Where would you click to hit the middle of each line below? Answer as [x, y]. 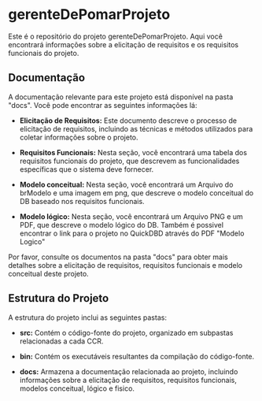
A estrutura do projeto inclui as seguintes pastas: [88, 317]
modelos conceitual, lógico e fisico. [77, 388]
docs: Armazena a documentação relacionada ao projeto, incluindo [129, 371]
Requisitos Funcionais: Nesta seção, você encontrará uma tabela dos [133, 152]
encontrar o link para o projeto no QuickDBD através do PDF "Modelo [132, 233]
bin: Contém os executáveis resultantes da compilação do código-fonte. [137, 356]
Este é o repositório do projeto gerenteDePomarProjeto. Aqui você [115, 36]
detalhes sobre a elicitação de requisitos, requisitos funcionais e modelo [125, 265]
